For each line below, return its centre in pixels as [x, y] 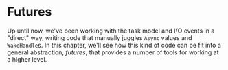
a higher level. [27, 59]
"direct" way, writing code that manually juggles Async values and [100, 37]
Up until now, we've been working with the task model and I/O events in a [111, 31]
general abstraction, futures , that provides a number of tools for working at [113, 52]
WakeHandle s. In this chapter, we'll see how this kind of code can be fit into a [114, 45]
